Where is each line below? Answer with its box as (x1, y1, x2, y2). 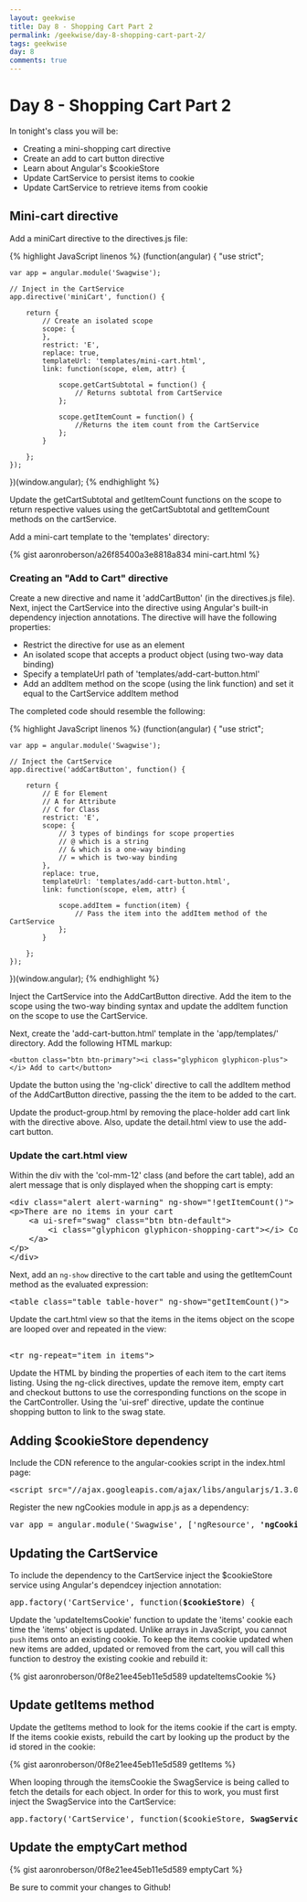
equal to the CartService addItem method (22, 688, 179, 700)
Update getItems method (9, 1697, 155, 1713)
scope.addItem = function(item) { (58, 902, 190, 911)
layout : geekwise (9, 13, 76, 23)
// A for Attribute (42, 797, 117, 807)
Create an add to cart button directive (22, 153, 164, 164)
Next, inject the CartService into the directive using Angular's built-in (9, 603, 269, 614)
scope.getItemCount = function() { (58, 412, 195, 422)
